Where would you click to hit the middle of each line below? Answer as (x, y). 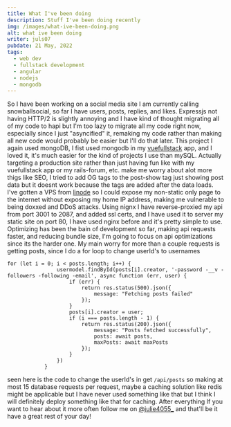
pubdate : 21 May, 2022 (40, 46)
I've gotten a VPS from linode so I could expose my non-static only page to (114, 192)
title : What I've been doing (49, 13)
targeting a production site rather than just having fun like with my (101, 163)
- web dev (27, 59)
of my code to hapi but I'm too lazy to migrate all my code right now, (104, 126)
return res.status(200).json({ (126, 325)
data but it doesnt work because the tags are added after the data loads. (110, 185)
